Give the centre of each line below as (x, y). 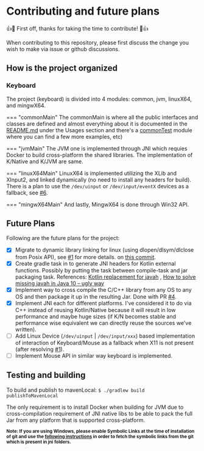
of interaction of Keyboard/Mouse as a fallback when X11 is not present (104, 343)
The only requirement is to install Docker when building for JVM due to (95, 407)
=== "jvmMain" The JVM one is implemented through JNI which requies (97, 148)
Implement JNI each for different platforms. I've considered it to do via (103, 303)
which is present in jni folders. (39, 442)
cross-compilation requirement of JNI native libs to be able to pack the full (100, 413)
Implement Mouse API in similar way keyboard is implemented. (93, 355)
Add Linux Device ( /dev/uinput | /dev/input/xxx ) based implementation (105, 336)
